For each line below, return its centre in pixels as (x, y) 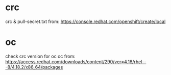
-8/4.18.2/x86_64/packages (34, 67)
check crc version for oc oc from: (40, 56)
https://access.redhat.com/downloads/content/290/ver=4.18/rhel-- (76, 61)
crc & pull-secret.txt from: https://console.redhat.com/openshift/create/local (86, 21)
